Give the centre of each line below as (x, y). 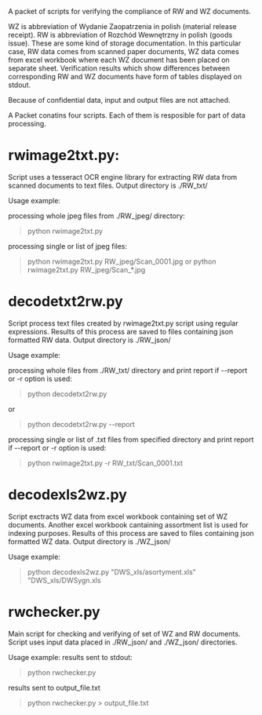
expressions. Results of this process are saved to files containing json (121, 331)
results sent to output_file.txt (54, 688)
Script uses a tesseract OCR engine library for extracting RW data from (123, 177)
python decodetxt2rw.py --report (81, 424)
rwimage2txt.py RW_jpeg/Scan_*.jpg (86, 269)
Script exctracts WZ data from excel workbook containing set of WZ (118, 516)
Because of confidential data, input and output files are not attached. (119, 100)
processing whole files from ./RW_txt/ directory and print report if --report (128, 370)
